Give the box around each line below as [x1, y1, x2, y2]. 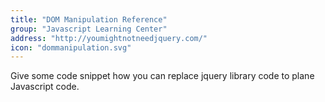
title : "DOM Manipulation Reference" [10, 14, 168, 25]
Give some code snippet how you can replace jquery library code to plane [10, 70, 315, 82]
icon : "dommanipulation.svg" [10, 42, 132, 53]
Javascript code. [10, 81, 80, 93]
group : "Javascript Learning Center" [10, 24, 168, 34]
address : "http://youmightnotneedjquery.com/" [10, 33, 208, 43]
